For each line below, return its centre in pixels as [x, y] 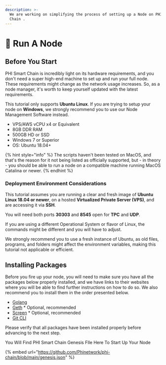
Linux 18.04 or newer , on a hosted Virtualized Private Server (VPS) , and [80, 200]
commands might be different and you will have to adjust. [63, 229]
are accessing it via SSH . [30, 205]
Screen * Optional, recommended [46, 313]
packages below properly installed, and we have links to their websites [77, 282]
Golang [20, 302]
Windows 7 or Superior [36, 140]
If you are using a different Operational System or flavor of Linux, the [75, 224]
